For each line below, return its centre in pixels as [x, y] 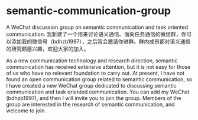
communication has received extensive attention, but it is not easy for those [98, 66]
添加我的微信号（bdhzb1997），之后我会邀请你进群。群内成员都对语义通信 [101, 41]
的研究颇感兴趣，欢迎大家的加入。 [48, 49]
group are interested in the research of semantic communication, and [90, 104]
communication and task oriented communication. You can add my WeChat [98, 92]
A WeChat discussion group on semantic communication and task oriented [97, 27]
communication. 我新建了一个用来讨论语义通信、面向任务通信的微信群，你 [96, 34]
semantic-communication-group [89, 11]
